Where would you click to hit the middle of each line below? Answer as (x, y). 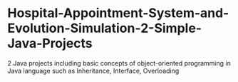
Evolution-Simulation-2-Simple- (104, 28)
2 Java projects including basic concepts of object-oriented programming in (119, 63)
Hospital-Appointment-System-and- (118, 13)
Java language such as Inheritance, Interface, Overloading (93, 71)
